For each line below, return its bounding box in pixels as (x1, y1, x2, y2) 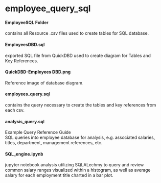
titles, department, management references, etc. (5, 140, 103, 146)
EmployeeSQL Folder (5, 19, 49, 25)
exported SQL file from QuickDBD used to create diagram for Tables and (5, 52, 151, 58)
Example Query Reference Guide (5, 130, 71, 135)
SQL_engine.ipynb (5, 151, 44, 157)
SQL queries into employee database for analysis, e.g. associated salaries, (5, 134, 155, 140)
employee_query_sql (5, 3, 91, 14)
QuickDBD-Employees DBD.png (5, 69, 71, 75)
